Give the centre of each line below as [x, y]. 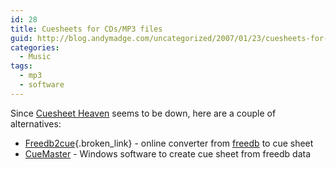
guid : [21, 38]
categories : [35, 47]
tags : [21, 66]
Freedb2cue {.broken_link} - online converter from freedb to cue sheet [169, 143]
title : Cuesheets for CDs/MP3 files [86, 29]
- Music [35, 57]
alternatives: [36, 123]
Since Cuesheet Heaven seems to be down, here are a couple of [143, 113]
